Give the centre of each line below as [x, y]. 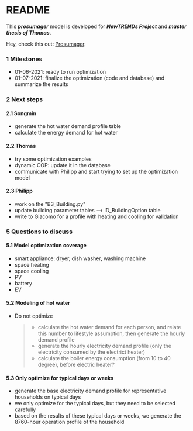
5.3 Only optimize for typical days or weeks [60, 378]
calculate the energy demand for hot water [66, 133]
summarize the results [41, 84]
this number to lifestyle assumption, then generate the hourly [111, 333]
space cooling [32, 271]
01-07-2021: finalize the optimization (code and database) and [89, 78]
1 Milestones [24, 59]
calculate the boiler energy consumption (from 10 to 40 [104, 358]
